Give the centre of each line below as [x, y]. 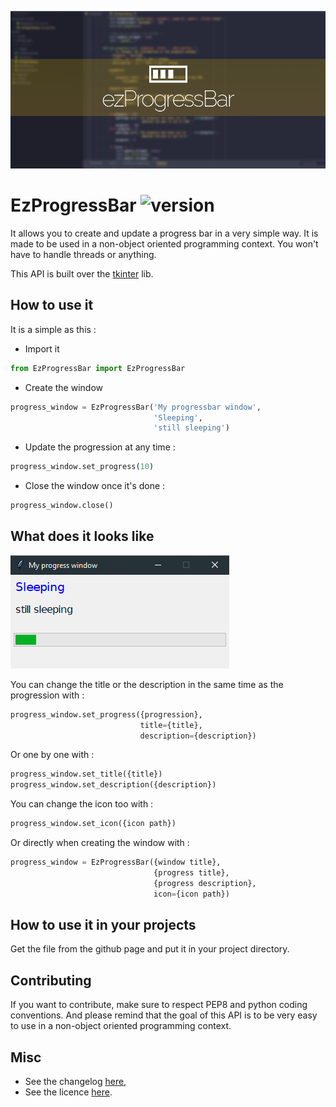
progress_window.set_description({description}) [113, 785]
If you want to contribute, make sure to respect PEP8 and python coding [159, 1005]
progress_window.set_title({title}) [86, 774]
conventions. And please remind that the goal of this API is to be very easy [164, 1015]
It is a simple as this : [53, 329]
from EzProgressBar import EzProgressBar [98, 368]
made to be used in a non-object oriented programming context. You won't [164, 243]
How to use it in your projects [103, 924]
